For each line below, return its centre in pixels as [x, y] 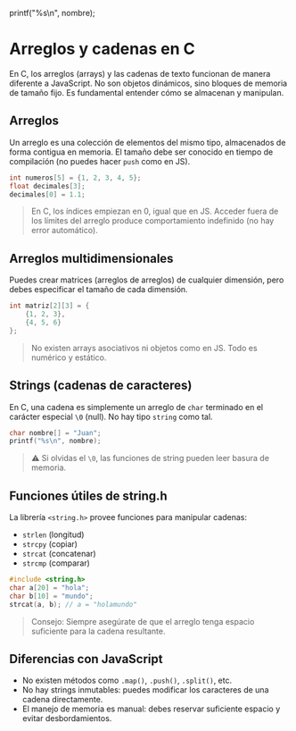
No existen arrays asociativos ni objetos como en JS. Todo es [144, 348]
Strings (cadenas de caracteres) [101, 386]
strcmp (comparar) [56, 563]
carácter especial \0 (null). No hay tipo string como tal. [111, 416]
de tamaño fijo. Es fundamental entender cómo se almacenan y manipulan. [147, 92]
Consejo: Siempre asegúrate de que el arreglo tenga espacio [143, 621]
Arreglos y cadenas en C [102, 49]
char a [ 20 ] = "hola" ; [49, 588]
